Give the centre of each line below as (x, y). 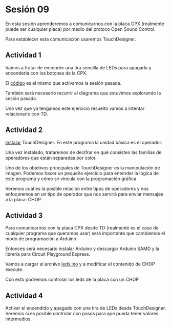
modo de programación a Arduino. (41, 239)
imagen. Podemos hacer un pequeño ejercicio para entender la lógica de (82, 173)
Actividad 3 (24, 215)
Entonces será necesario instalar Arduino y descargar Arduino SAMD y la (82, 249)
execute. (15, 270)
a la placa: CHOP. (24, 199)
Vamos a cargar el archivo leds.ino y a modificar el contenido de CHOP (80, 264)
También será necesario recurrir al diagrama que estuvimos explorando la (83, 93)
